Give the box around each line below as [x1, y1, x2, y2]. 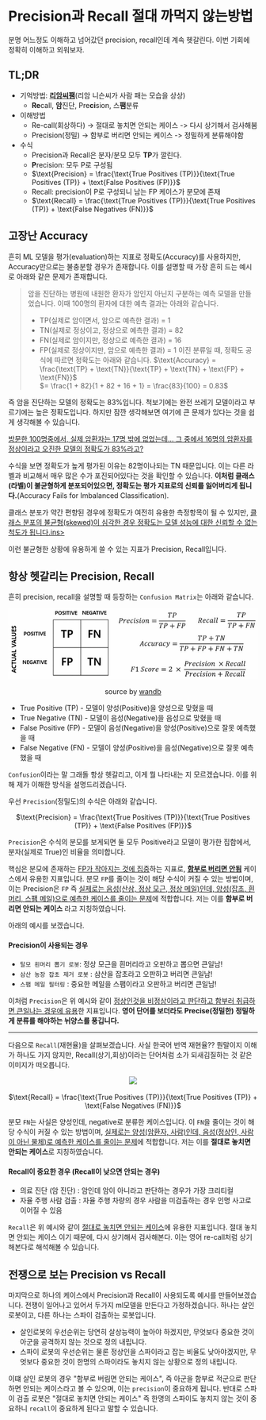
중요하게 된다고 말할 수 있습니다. [59, 1403, 158, 1414]
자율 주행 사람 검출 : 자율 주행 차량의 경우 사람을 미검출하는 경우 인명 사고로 [19, 1196, 252, 1206]
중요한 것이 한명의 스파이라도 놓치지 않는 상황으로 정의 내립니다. [40, 1357, 237, 1367]
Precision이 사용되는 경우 [8, 940, 89, 950]
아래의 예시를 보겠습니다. [8, 920, 85, 930]
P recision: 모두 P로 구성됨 [31, 160, 113, 169]
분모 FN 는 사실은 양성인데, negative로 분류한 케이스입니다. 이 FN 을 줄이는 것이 [8, 1117, 247, 1127]
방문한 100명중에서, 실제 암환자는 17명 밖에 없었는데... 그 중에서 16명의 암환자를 [8, 434, 253, 443]
